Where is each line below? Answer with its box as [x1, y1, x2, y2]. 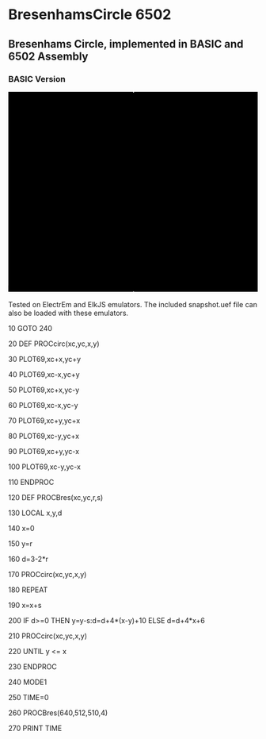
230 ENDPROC [8, 661, 57, 672]
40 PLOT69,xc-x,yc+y [8, 369, 81, 379]
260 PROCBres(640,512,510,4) [8, 708, 108, 718]
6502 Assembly [8, 49, 89, 63]
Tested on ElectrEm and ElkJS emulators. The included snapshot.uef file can [8, 299, 257, 309]
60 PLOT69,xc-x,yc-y [8, 400, 78, 410]
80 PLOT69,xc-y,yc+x [8, 431, 80, 441]
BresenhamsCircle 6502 [8, 6, 172, 24]
